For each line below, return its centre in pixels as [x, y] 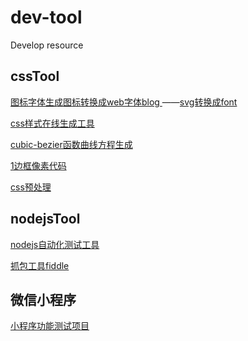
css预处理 [31, 187]
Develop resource [47, 45]
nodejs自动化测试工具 [55, 244]
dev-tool [46, 17]
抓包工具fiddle [40, 265]
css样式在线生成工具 [52, 123]
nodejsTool [45, 219]
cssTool [35, 76]
